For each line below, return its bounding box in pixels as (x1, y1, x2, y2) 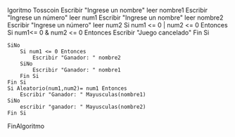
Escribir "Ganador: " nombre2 (32, 54, 121, 61)
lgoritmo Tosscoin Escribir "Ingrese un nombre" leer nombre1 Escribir (7, 6, 208, 14)
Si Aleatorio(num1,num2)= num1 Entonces (7, 85, 128, 92)
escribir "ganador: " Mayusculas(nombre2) (20, 103, 146, 110)
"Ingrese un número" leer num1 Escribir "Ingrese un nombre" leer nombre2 (7, 13, 224, 22)
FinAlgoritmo (7, 122, 44, 130)
